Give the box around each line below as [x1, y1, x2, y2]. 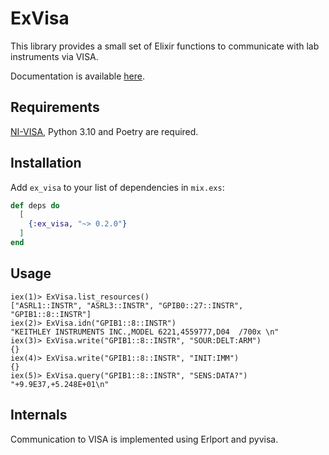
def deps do [10, 200, 60, 211]
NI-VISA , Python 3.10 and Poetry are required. [10, 125, 199, 137]
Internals [10, 407, 68, 424]
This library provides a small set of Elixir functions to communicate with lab [10, 40, 320, 52]
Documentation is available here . [10, 70, 145, 82]
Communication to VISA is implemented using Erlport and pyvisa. [10, 433, 279, 445]
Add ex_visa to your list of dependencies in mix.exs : [10, 181, 225, 193]
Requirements [10, 99, 100, 116]
